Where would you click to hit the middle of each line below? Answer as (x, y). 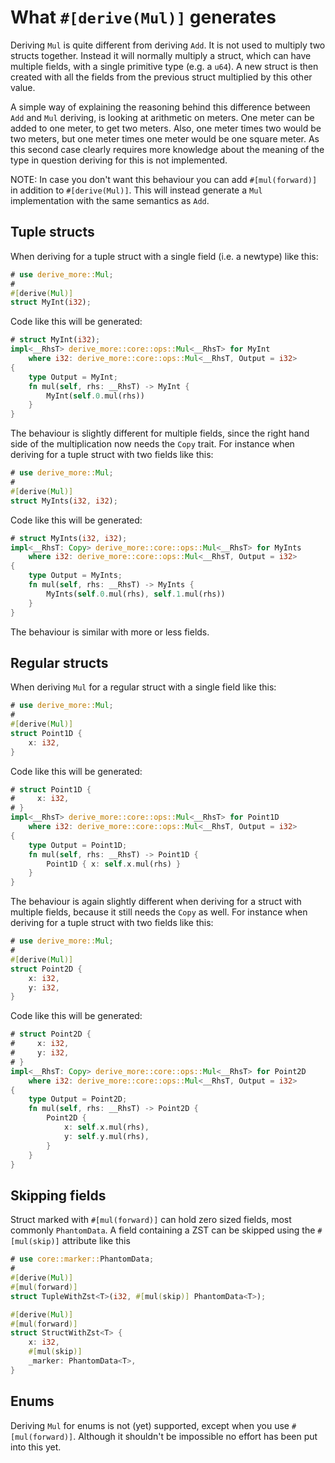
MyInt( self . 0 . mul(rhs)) (95, 396)
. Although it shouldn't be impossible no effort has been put (195, 1436)
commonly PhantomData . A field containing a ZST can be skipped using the (163, 1230)
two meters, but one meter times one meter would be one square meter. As (165, 138)
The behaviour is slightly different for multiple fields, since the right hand (160, 433)
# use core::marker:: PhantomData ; (82, 1259)
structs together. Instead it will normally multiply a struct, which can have (161, 55)
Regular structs (59, 662)
